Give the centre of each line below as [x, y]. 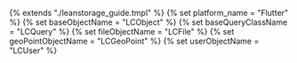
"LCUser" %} [33, 51]
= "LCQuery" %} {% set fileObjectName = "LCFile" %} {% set [122, 31]
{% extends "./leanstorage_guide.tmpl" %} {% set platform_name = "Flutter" [149, 13]
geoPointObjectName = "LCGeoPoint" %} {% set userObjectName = [134, 41]
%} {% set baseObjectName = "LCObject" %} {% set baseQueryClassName [148, 22]
